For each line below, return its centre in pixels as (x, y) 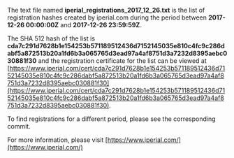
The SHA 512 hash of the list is (51, 38)
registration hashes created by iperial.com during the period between (107, 17)
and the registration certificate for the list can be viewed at (123, 61)
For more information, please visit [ (58, 140)
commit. (19, 126)
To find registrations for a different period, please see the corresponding (111, 119)
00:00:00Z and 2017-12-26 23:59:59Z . (83, 25)
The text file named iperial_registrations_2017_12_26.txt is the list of (106, 10)
